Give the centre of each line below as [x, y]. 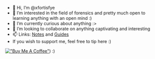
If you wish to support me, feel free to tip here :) [62, 41]
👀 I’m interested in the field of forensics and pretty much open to [79, 13]
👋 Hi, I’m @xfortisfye [33, 8]
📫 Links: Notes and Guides [40, 34]
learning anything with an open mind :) [52, 18]
